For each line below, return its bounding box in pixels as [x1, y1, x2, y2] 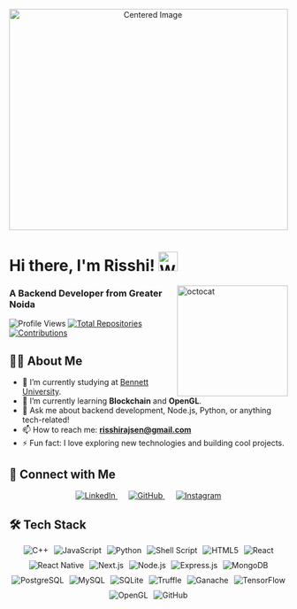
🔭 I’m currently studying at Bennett [21, 377, 148, 388]
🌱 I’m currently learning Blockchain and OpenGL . [21, 396, 202, 406]
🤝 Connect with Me [9, 466, 117, 482]
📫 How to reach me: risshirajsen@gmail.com [21, 425, 192, 436]
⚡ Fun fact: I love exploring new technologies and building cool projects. [21, 438, 285, 449]
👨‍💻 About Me [9, 353, 83, 368]
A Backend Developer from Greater [9, 288, 163, 300]
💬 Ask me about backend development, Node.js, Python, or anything [21, 405, 271, 416]
